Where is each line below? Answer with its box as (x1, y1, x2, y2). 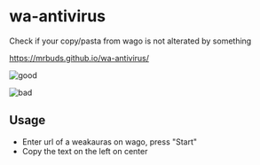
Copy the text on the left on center (21, 145, 148, 156)
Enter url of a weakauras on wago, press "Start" (21, 136, 198, 147)
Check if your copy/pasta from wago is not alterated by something (9, 35, 252, 46)
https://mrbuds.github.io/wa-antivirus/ (9, 52, 149, 63)
